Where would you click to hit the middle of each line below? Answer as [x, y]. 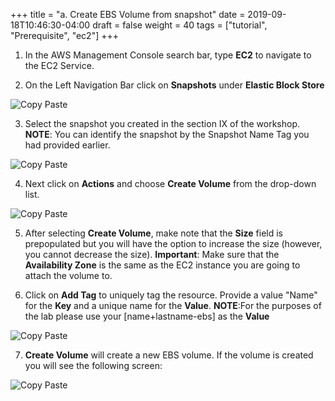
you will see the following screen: [93, 365]
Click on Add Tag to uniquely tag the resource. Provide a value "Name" [171, 295]
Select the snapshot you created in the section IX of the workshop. [162, 123]
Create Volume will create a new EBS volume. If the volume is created [169, 355]
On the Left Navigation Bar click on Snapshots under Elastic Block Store [174, 85]
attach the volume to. [68, 275]
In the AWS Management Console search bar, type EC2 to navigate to [168, 55]
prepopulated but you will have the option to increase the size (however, [173, 243]
